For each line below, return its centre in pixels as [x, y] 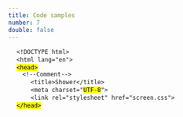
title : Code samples [42, 15]
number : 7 [24, 23]
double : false [31, 30]
